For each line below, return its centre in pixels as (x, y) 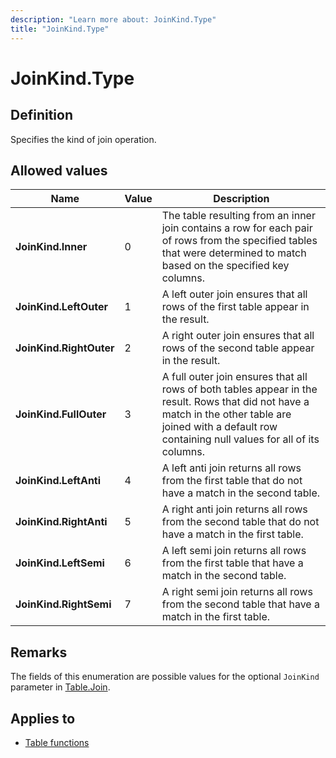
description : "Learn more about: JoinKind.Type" (113, 19)
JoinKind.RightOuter (65, 348)
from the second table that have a (240, 604)
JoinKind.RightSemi (63, 604)
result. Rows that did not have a (235, 402)
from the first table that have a (232, 563)
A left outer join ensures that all (234, 294)
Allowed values (59, 170)
